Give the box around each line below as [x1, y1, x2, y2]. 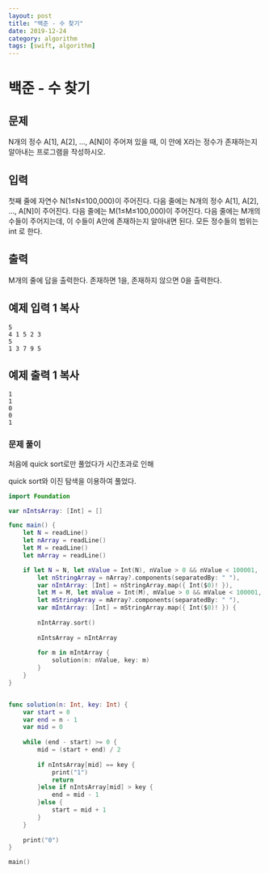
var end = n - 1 [23, 715, 78, 724]
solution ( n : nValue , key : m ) [51, 656, 150, 664]
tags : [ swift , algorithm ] [8, 42, 95, 50]
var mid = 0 [23, 723, 63, 731]
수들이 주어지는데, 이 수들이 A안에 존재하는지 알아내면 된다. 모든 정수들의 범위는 [8, 216, 259, 226]
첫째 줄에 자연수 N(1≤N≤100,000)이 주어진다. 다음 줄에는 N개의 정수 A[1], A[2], [8, 196, 259, 206]
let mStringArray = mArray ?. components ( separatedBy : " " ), [37, 596, 241, 604]
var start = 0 [23, 708, 70, 716]
